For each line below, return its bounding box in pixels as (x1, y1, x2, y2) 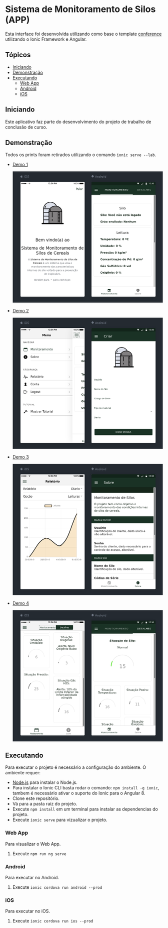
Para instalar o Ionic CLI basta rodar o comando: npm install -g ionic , (12, 785, 159, 791)
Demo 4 (12, 600, 29, 606)
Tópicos (5, 51, 31, 59)
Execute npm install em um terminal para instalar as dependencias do (12, 806, 158, 812)
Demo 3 (12, 453, 29, 460)
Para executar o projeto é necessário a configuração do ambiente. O (5, 764, 146, 770)
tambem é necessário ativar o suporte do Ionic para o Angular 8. (12, 790, 145, 796)
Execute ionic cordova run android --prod (12, 884, 102, 890)
